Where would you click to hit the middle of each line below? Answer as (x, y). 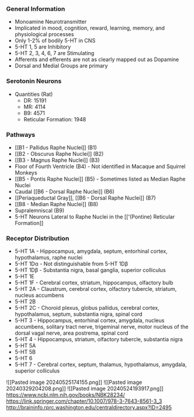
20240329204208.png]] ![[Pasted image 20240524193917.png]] (85, 389)
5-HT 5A (25, 346)
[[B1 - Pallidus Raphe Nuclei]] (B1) (56, 147)
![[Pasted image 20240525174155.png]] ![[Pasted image (74, 382)
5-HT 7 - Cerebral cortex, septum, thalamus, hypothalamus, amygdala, (101, 365)
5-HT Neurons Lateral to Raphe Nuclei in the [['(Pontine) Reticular (95, 216)
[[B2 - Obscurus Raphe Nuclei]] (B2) (59, 153)
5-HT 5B (25, 352)
